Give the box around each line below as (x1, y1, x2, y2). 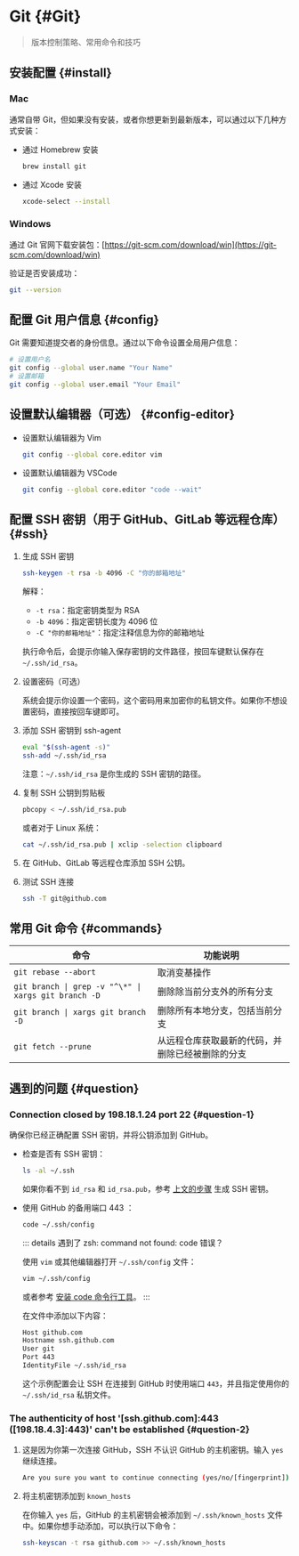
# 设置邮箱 (9, 372, 44, 381)
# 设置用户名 (9, 355, 51, 364)
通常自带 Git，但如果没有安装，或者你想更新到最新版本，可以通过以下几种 (9, 114, 279, 125)
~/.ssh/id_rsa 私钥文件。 (21, 1389, 116, 1399)
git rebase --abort (13, 968, 96, 977)
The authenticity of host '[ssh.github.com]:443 (9, 1412, 220, 1424)
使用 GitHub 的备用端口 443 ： (21, 1202, 134, 1212)
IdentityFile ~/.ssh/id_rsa (21, 1361, 126, 1370)
